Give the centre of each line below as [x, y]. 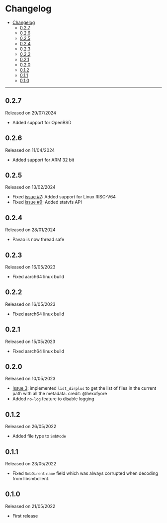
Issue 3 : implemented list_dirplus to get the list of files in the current [84, 388]
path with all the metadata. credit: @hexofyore [60, 394]
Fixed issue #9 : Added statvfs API [47, 202]
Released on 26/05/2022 [31, 427]
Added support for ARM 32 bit [43, 160]
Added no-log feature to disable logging [53, 399]
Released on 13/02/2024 [30, 187]
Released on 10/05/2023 [30, 379]
